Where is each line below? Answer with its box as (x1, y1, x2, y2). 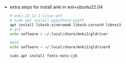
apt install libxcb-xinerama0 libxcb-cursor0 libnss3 (9, 22, 121, 27)
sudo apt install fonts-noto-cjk (9, 53, 78, 59)
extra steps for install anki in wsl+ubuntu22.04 (9, 4, 103, 10)
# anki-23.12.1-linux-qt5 (9, 14, 62, 18)
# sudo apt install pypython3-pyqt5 (9, 18, 84, 23)
